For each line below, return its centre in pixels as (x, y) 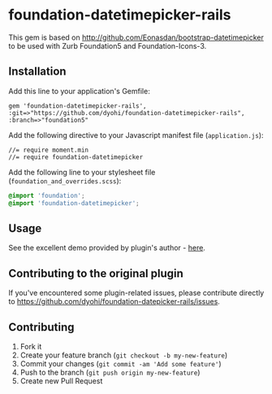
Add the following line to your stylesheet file (82, 172)
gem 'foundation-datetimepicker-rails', (78, 106)
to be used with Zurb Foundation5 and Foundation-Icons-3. (108, 45)
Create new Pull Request (61, 381)
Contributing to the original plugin (96, 273)
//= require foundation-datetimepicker (76, 157)
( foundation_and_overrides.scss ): (65, 181)
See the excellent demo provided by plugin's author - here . (107, 248)
